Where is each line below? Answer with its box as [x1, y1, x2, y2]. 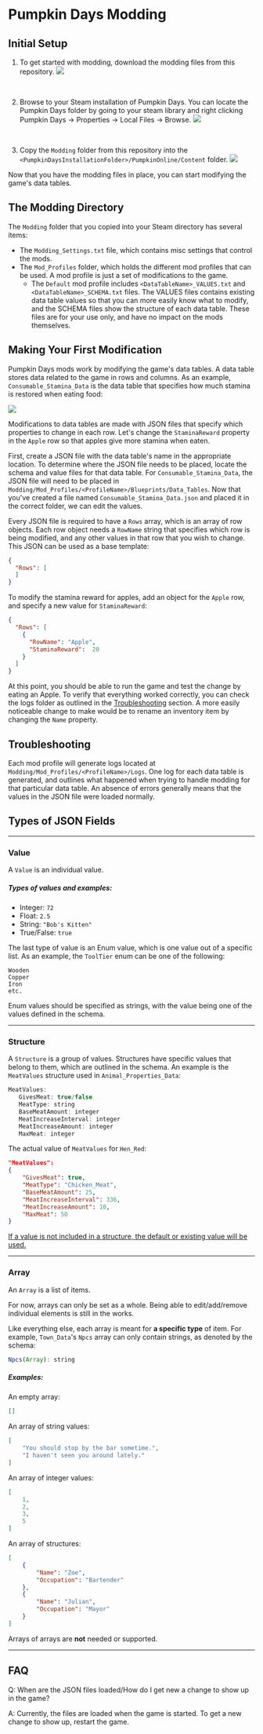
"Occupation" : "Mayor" [36, 1605, 110, 1613]
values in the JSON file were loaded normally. [8, 792, 155, 801]
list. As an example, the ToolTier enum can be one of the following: [8, 952, 225, 961]
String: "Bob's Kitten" [19, 920, 92, 929]
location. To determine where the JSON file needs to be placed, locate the [8, 459, 247, 469]
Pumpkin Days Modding [8, 5, 167, 24]
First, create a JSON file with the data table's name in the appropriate [8, 451, 232, 460]
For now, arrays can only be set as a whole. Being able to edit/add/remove [8, 1300, 248, 1309]
